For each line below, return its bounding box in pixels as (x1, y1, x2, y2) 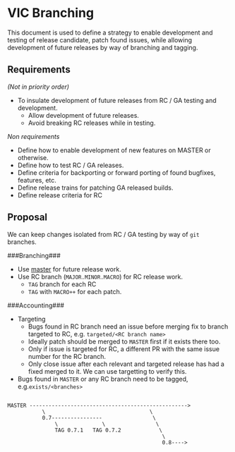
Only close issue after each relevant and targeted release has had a (28, 360, 224, 368)
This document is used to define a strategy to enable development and (7, 28, 213, 37)
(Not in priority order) (7, 83, 69, 91)
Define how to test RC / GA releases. (17, 161, 124, 169)
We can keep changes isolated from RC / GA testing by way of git (7, 230, 200, 238)
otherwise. (17, 153, 49, 161)
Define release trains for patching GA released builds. (17, 183, 174, 192)
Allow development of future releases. (28, 111, 140, 119)
